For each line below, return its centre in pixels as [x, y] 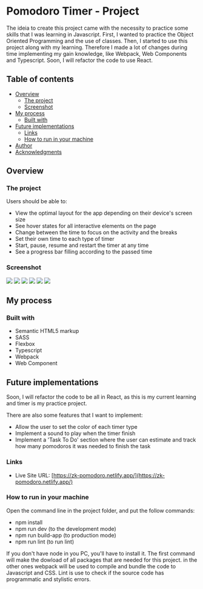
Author [24, 145]
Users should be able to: [37, 201]
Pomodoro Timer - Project [73, 11]
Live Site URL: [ [34, 475]
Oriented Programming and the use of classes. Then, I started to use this [97, 41]
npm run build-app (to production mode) [65, 535]
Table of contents [40, 79]
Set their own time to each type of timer [65, 239]
